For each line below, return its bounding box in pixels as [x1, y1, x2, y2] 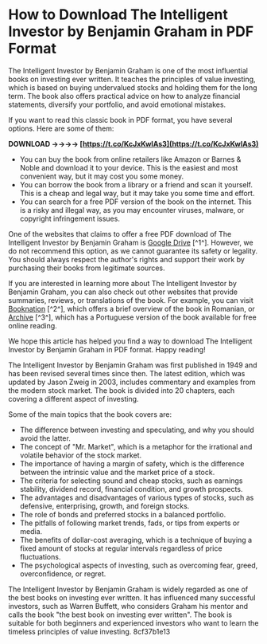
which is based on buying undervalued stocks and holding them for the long [8, 82, 257, 92]
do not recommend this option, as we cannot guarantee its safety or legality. [8, 245, 258, 256]
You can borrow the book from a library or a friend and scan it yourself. [19, 179, 253, 189]
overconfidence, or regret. [19, 568, 106, 579]
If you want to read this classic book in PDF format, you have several [8, 115, 233, 124]
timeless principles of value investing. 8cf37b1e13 [8, 626, 171, 636]
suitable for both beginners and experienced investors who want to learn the [8, 618, 259, 627]
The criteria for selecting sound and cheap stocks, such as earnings [19, 476, 243, 485]
